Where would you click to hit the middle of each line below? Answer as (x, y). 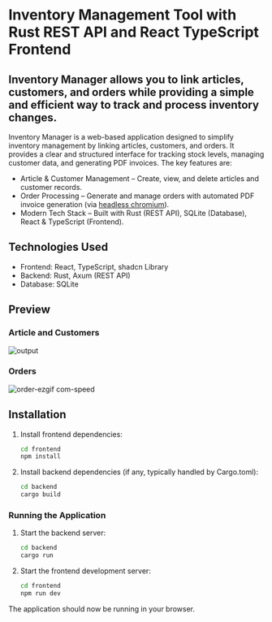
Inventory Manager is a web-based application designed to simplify (121, 137)
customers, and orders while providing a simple (131, 92)
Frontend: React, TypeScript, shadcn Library (94, 266)
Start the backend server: (63, 533)
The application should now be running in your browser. (102, 609)
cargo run (37, 555)
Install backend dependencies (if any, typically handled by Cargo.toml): (139, 472)
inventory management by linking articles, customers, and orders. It (121, 145)
